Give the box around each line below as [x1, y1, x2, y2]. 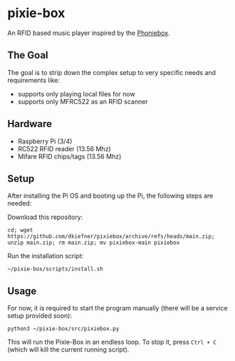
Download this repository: [7, 213, 83, 222]
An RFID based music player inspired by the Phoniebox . [7, 29, 170, 37]
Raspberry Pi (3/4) [17, 137, 73, 146]
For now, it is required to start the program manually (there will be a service [7, 304, 228, 312]
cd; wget [7, 227, 33, 234]
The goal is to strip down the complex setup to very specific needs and [7, 68, 216, 76]
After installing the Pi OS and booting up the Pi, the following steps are [7, 191, 214, 200]
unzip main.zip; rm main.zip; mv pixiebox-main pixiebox [7, 239, 180, 247]
